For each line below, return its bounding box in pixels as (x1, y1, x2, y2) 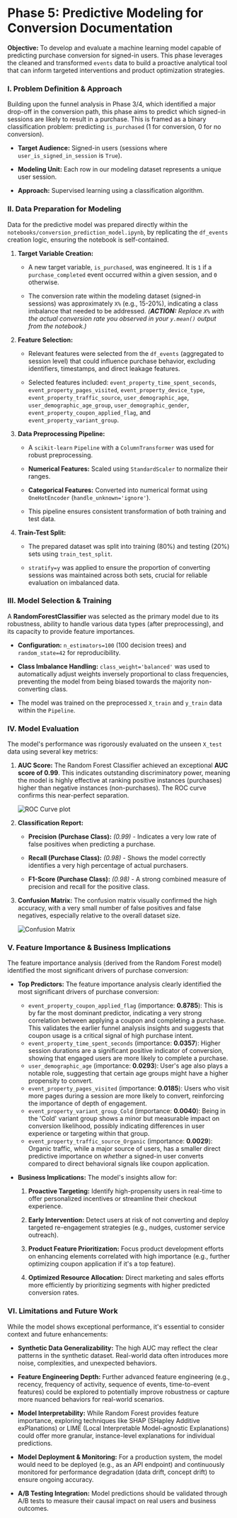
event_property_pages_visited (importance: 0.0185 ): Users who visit (28, 1084, 230, 1093)
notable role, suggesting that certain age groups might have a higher (28, 1069, 229, 1078)
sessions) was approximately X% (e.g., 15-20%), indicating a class (28, 299, 219, 308)
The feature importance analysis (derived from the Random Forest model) (7, 959, 222, 967)
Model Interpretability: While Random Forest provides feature (17, 1409, 200, 1417)
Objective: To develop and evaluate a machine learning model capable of (7, 43, 221, 52)
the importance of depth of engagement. (28, 1099, 147, 1107)
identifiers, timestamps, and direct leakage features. (28, 364, 180, 373)
